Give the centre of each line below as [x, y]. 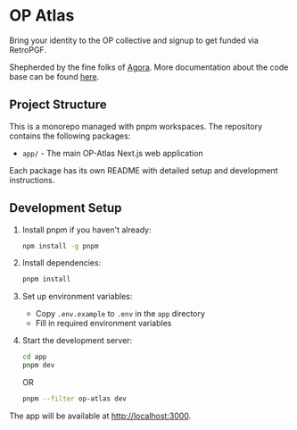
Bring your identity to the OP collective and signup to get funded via [134, 40]
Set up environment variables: [77, 297]
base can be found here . [54, 76]
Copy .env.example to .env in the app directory [120, 314]
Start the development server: [77, 341]
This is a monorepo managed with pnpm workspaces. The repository [136, 126]
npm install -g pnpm [60, 246]
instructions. [32, 180]
